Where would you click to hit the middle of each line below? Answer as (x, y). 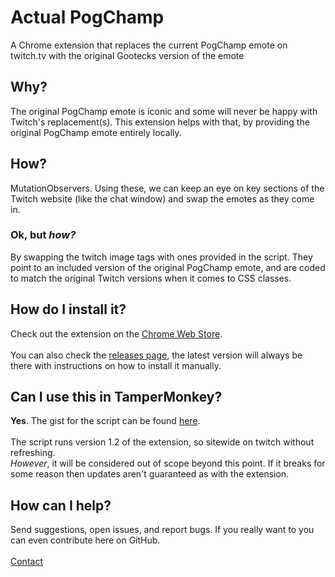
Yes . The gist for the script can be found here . (105, 421)
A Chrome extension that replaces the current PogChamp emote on (149, 45)
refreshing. (33, 453)
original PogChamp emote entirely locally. (96, 132)
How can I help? (61, 505)
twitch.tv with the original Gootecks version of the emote (127, 55)
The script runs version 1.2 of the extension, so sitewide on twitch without (162, 442)
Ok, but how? (43, 235)
